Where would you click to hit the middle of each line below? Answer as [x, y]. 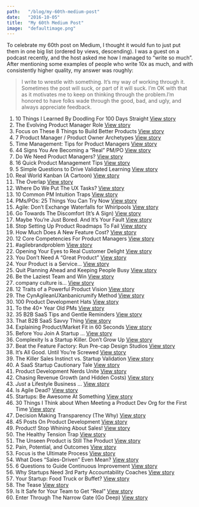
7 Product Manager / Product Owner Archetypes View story [88, 138]
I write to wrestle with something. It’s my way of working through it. [103, 82]
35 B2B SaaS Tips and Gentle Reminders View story [79, 314]
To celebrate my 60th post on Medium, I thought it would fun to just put [94, 45]
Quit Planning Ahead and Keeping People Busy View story [86, 270]
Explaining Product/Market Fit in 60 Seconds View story [84, 327]
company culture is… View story [54, 283]
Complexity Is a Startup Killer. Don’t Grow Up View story [84, 340]
